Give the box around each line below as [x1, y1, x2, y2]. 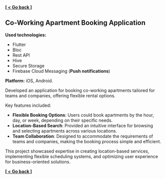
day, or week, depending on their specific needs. [12, 117, 113, 123]
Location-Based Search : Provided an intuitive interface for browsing [12, 122, 153, 129]
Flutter [12, 41, 26, 47]
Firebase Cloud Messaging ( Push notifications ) [12, 68, 110, 74]
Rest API [12, 52, 30, 58]
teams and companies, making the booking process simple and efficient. [12, 138, 162, 144]
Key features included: [5, 102, 51, 108]
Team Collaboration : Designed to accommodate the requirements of [12, 133, 153, 139]
